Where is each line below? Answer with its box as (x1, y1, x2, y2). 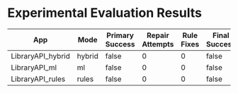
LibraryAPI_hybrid (11, 51, 71, 61)
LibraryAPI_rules (11, 74, 66, 84)
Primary (106, 30, 135, 40)
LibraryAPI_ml (11, 62, 57, 72)
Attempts (141, 39, 174, 49)
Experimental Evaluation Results (7, 5, 202, 21)
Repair (146, 30, 169, 40)
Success (105, 39, 135, 49)
